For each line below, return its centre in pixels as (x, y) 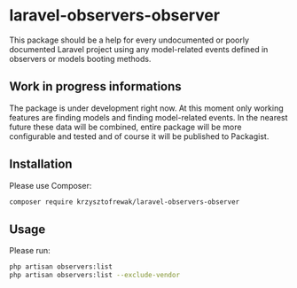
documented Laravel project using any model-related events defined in (139, 49)
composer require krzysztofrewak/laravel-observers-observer (125, 202)
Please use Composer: (51, 185)
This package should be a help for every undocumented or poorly (129, 40)
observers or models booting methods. (80, 58)
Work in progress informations (95, 86)
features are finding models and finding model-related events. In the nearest (148, 117)
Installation (41, 164)
